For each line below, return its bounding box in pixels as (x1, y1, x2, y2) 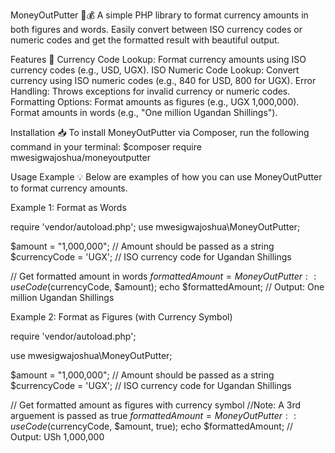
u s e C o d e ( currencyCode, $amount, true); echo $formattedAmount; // (10, 420, 294, 432)
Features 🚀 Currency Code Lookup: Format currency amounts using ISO (10, 54, 307, 65)
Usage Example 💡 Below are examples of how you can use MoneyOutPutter (10, 171, 323, 183)
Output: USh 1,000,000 (10, 431, 105, 443)
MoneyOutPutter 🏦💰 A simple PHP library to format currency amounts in (10, 9, 309, 21)
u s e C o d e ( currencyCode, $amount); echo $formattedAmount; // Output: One (10, 281, 325, 293)
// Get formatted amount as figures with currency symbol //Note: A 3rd (10, 399, 302, 411)
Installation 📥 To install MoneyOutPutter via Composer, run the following (10, 127, 310, 138)
